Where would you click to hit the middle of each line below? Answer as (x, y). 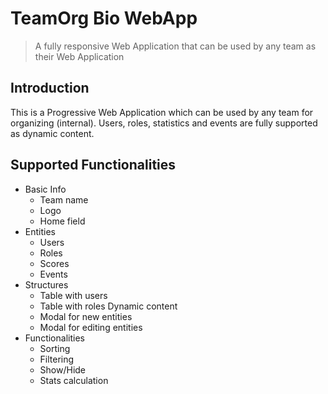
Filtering (57, 359)
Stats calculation (74, 380)
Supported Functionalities (93, 165)
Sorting (55, 348)
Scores (54, 263)
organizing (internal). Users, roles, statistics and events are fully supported (164, 123)
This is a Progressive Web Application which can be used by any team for (162, 112)
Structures (46, 284)
